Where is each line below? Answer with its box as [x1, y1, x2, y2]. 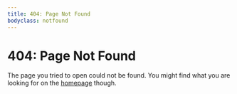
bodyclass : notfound [7, 17, 69, 24]
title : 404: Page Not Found [7, 10, 91, 18]
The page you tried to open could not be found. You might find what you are [7, 71, 231, 80]
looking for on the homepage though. [7, 79, 117, 88]
